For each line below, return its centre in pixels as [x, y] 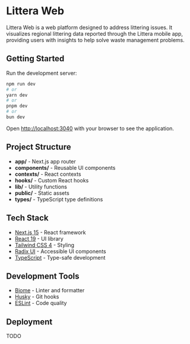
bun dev [16, 117]
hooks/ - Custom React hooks [52, 180]
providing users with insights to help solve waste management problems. [96, 40]
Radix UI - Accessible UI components [60, 251]
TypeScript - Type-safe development [60, 257]
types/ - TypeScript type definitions [59, 199]
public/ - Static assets [42, 193]
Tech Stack [27, 218]
